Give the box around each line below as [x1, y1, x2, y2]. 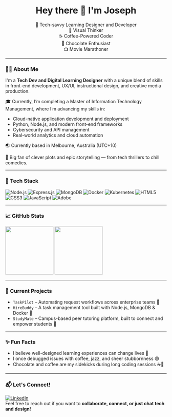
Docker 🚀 [12, 310, 33, 316]
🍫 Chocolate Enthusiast [61, 40, 111, 46]
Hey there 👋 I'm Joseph [35, 5, 137, 16]
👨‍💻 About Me [5, 65, 38, 72]
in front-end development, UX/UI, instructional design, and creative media [5, 83, 161, 89]
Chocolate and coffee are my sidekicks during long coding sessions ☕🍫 [12, 362, 164, 368]
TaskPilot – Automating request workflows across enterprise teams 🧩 [12, 299, 160, 305]
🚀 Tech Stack [5, 177, 39, 184]
